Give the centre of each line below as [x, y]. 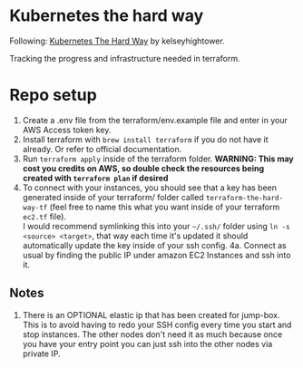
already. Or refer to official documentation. [102, 149]
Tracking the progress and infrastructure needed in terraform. [125, 58]
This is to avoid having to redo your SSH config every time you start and [157, 324]
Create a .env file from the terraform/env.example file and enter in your [155, 120]
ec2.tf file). [44, 216]
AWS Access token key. [67, 130]
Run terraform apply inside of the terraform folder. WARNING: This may [158, 159]
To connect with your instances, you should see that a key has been [149, 188]
